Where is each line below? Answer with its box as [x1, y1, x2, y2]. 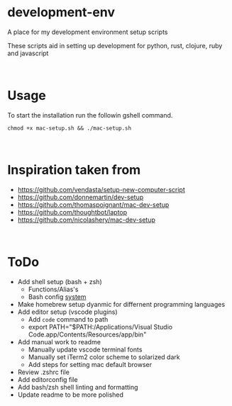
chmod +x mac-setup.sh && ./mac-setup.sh [7, 125, 132, 132]
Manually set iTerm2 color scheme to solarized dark [28, 352, 180, 361]
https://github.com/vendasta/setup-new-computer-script [17, 185, 186, 193]
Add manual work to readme [17, 337, 101, 346]
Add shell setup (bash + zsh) [17, 277, 102, 286]
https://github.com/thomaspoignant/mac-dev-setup [17, 200, 170, 209]
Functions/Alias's [28, 285, 79, 293]
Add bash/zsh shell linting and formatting [17, 383, 138, 391]
